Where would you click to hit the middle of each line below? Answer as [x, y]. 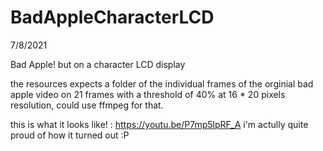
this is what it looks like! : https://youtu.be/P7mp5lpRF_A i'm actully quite [159, 124]
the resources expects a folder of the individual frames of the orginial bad [162, 83]
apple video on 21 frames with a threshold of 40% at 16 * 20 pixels [148, 94]
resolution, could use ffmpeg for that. [87, 105]
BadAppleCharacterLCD [112, 17]
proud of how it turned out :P [70, 135]
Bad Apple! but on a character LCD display [98, 64]
